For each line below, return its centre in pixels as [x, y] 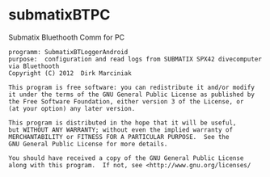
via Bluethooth [34, 66]
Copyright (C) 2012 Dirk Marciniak [70, 73]
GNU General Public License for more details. [88, 144]
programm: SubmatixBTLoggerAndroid [68, 52]
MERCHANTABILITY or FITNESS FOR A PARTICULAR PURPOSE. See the [119, 137]
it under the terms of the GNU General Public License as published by [131, 95]
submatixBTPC [59, 15]
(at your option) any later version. [72, 108]
